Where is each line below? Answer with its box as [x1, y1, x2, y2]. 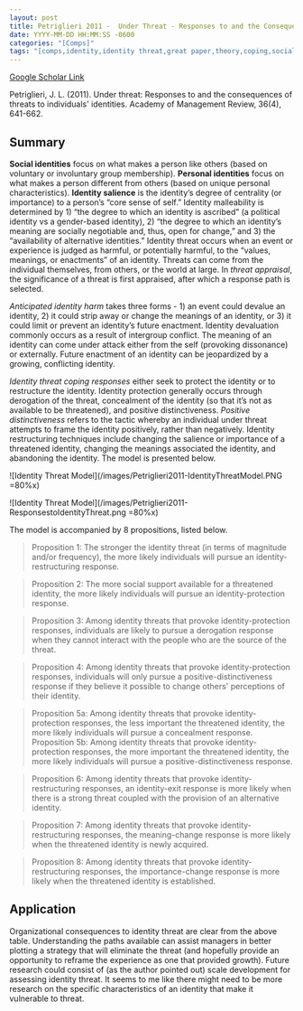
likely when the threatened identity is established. [31, 875, 216, 886]
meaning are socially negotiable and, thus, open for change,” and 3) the [9, 225, 276, 236]
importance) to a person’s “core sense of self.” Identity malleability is [9, 196, 264, 208]
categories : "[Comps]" [9, 38, 95, 48]
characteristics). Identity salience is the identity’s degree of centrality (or [9, 187, 282, 198]
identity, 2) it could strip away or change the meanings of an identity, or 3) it [9, 310, 291, 321]
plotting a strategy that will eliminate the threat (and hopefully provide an [9, 945, 280, 956]
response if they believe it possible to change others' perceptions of [31, 680, 286, 691]
